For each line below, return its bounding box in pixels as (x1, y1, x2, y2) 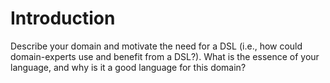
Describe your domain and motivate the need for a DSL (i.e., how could (10, 40, 303, 52)
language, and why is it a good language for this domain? (10, 61, 247, 73)
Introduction (10, 7, 116, 30)
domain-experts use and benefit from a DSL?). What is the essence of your (10, 50, 320, 62)
